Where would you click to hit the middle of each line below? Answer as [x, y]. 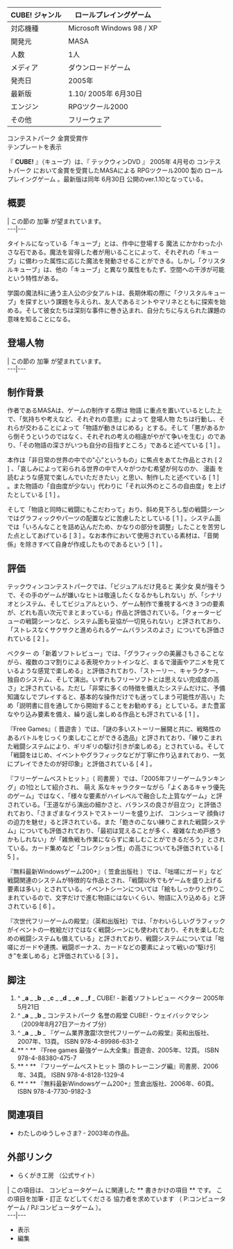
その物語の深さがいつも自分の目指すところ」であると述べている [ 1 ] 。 [123, 445]
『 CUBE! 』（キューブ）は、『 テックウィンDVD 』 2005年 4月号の [101, 162]
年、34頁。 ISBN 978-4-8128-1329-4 [71, 1075]
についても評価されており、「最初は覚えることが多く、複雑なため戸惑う [120, 831]
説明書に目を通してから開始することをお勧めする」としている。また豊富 [122, 706]
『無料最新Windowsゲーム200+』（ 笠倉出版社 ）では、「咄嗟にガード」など [115, 871]
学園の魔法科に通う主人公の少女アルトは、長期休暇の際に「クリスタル [107, 293]
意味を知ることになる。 [41, 319]
